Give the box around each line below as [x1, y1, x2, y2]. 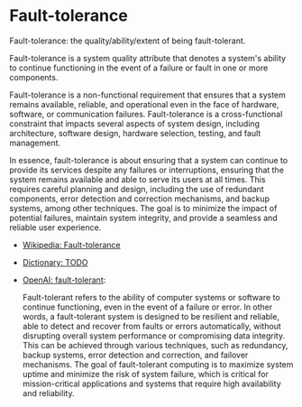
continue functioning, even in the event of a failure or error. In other [22, 301, 273, 312]
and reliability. [22, 387, 75, 398]
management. [9, 137, 61, 148]
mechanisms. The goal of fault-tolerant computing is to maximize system [22, 358, 294, 370]
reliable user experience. [9, 222, 102, 233]
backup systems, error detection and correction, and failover [22, 349, 249, 360]
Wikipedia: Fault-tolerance [22, 239, 121, 250]
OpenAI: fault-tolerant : [22, 274, 106, 285]
